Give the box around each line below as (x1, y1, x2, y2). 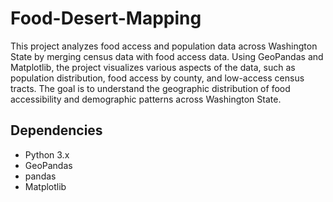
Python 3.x (24, 148, 70, 161)
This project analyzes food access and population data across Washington (10, 40, 318, 52)
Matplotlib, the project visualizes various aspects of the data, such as (10, 61, 296, 73)
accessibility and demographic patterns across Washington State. (10, 93, 282, 105)
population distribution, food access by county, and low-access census (10, 72, 305, 84)
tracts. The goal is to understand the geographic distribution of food (10, 82, 291, 94)
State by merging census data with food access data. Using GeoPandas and (10, 50, 324, 62)
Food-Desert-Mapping (10, 7, 202, 30)
